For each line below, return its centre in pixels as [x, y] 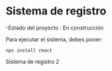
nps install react [29, 50]
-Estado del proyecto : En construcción [55, 28]
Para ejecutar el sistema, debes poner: [54, 39]
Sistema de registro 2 [33, 61]
